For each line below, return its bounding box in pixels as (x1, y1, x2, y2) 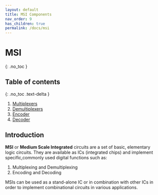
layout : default (5, 7, 39, 12)
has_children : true (5, 21, 45, 26)
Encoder (12, 111, 30, 117)
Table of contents (5, 78, 60, 86)
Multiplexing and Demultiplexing (12, 164, 78, 170)
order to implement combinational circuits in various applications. (5, 184, 138, 190)
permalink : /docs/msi (5, 26, 50, 31)
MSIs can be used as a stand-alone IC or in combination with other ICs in (5, 179, 154, 185)
